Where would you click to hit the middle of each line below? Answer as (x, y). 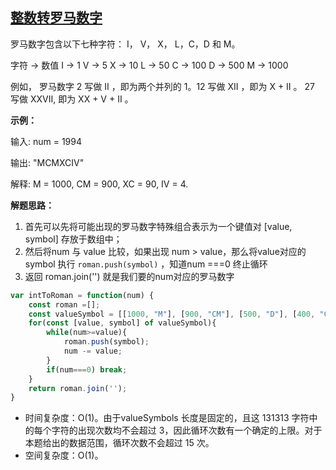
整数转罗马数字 (56, 18)
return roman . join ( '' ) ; (78, 388)
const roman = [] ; (64, 304)
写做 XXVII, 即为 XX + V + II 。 (72, 99)
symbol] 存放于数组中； (73, 239)
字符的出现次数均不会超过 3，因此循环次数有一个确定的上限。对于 (187, 430)
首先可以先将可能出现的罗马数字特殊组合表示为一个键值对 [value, (158, 226)
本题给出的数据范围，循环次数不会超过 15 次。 (119, 443)
